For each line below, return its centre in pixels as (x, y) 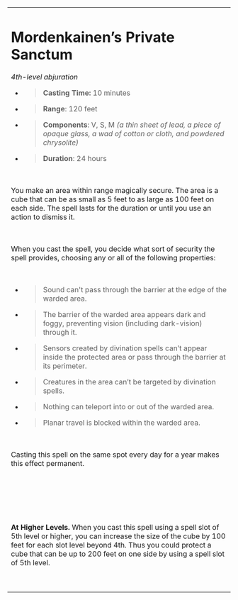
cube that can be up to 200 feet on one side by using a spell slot (118, 554)
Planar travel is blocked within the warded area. (121, 423)
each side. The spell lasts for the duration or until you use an (111, 209)
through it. (60, 333)
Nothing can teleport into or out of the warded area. (129, 407)
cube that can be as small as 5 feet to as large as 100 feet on (113, 199)
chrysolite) (61, 143)
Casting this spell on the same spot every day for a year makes (115, 455)
